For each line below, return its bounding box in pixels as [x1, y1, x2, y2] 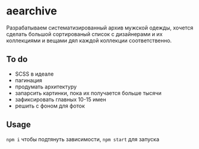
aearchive [6, 4, 57, 18]
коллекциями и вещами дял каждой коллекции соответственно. [6, 37, 172, 44]
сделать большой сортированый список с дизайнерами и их [6, 30, 163, 37]
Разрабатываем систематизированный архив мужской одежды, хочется [6, 24, 194, 31]
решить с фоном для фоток [14, 102, 85, 109]
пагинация [14, 76, 42, 84]
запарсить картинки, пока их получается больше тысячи [14, 89, 162, 97]
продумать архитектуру [14, 83, 77, 90]
